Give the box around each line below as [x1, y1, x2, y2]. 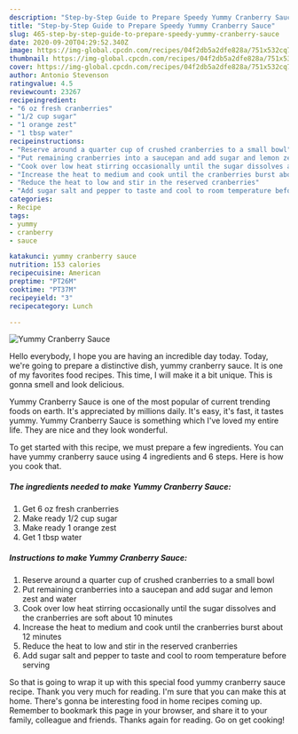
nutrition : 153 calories [9, 260, 101, 269]
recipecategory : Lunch [9, 301, 93, 311]
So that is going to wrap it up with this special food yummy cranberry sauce [9, 677, 286, 688]
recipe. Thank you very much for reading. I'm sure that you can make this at [9, 686, 286, 698]
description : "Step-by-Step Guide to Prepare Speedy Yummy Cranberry [9, 12, 272, 22]
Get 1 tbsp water [21, 532, 82, 543]
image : [9, 46, 34, 55]
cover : [9, 63, 34, 72]
